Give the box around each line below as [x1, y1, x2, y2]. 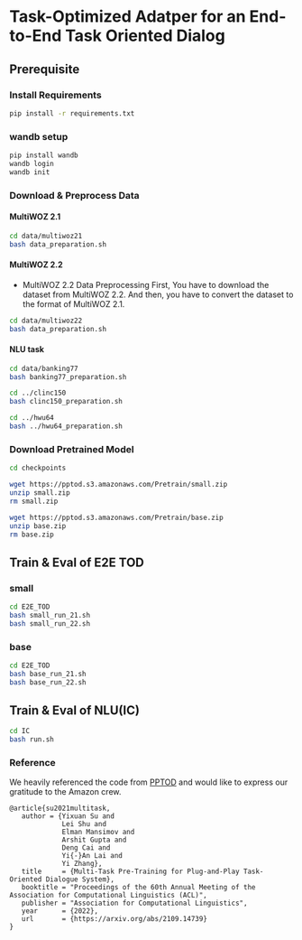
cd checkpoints [9, 463, 67, 473]
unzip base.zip [9, 521, 67, 530]
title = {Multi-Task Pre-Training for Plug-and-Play [21, 867, 241, 877]
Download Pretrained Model [9, 442, 134, 455]
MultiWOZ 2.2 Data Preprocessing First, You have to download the [22, 279, 270, 290]
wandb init [9, 167, 50, 177]
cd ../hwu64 [9, 414, 54, 423]
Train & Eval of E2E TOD [9, 554, 144, 570]
